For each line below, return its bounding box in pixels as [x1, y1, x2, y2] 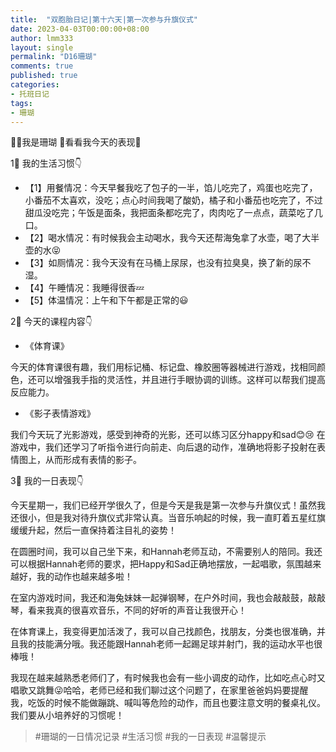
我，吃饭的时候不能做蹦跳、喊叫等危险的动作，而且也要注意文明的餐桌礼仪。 [10, 697, 326, 709]
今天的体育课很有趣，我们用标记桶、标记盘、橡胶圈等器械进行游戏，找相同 [10, 361, 317, 373]
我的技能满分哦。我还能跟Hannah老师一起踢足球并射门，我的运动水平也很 [18, 638, 323, 650]
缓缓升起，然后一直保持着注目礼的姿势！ [10, 524, 177, 536]
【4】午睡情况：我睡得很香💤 [24, 282, 145, 294]
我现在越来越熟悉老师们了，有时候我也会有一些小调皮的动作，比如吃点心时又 [10, 672, 326, 684]
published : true [10, 71, 78, 81]
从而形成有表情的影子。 [44, 454, 142, 466]
